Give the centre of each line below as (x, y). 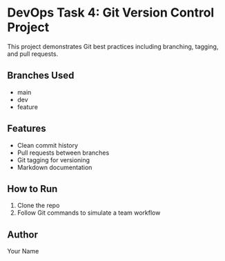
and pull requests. (33, 54)
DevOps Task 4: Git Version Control (111, 13)
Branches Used (41, 76)
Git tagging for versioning (53, 159)
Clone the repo (38, 206)
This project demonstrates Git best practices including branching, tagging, (113, 46)
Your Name (23, 251)
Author (22, 234)
